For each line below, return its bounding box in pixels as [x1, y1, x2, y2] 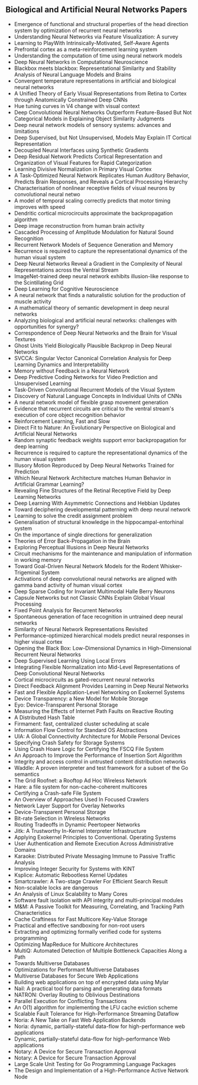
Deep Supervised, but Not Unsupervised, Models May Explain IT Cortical [14, 133, 191, 141]
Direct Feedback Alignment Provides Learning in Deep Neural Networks [14, 682, 189, 689]
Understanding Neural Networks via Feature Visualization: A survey [14, 33, 178, 40]
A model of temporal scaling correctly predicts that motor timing [14, 197, 171, 204]
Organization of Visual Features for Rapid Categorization [14, 159, 152, 166]
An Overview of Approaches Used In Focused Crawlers [14, 796, 149, 803]
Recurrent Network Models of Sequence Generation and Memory [14, 241, 174, 248]
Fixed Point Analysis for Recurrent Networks [14, 606, 122, 613]
